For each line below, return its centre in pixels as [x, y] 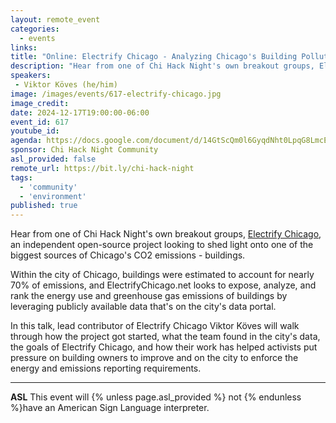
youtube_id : [35, 131]
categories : [35, 29]
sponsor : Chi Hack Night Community [84, 150]
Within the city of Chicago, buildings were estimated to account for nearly [162, 275]
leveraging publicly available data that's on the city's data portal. [143, 307]
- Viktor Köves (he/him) [66, 85]
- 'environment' [53, 196]
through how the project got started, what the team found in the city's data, [165, 337]
